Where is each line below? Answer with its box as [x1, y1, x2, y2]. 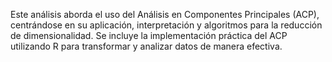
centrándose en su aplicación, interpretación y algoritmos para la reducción [10, 19, 323, 31]
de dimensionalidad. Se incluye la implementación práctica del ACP [10, 30, 288, 41]
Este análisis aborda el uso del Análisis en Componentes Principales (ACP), [10, 9, 320, 20]
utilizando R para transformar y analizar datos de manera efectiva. [10, 40, 283, 52]
